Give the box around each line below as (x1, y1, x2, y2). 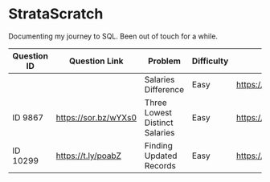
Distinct (144, 117, 174, 128)
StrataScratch (8, 5, 104, 23)
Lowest (144, 107, 173, 118)
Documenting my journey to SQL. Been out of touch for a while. (8, 31, 219, 41)
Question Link (69, 55, 124, 67)
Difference (144, 83, 185, 95)
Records (144, 160, 177, 171)
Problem (147, 55, 181, 67)
